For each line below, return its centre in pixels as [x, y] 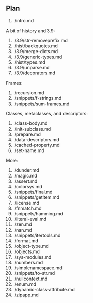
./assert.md [25, 181]
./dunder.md [26, 170]
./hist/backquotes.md [35, 46]
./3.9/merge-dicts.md [36, 51]
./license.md [26, 203]
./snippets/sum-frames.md [41, 104]
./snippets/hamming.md [38, 213]
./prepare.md [27, 134]
